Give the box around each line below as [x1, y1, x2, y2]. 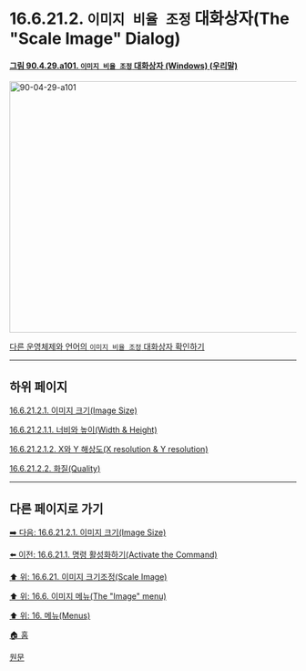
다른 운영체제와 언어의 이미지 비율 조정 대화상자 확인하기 [9, 341, 205, 352]
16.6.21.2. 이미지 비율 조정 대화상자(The [9, 8, 290, 29]
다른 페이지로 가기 [9, 501, 104, 516]
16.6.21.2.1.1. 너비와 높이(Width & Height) [9, 425, 158, 436]
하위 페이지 [9, 379, 68, 395]
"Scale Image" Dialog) [9, 28, 181, 49]
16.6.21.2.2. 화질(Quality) [9, 463, 101, 474]
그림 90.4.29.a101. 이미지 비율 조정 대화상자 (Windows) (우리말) [9, 60, 239, 71]
